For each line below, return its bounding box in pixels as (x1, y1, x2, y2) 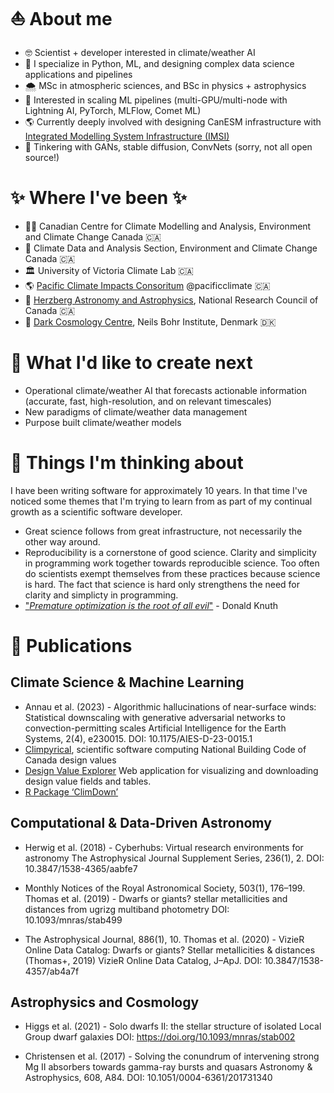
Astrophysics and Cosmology (10, 994, 200, 1011)
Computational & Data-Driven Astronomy (10, 815, 272, 832)
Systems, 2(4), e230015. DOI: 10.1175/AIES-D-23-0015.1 (24, 732, 253, 744)
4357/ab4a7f (24, 965, 80, 977)
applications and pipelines (24, 68, 133, 80)
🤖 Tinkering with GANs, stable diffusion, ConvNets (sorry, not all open (24, 140, 313, 153)
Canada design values (24, 754, 117, 766)
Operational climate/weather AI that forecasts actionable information (24, 384, 307, 396)
